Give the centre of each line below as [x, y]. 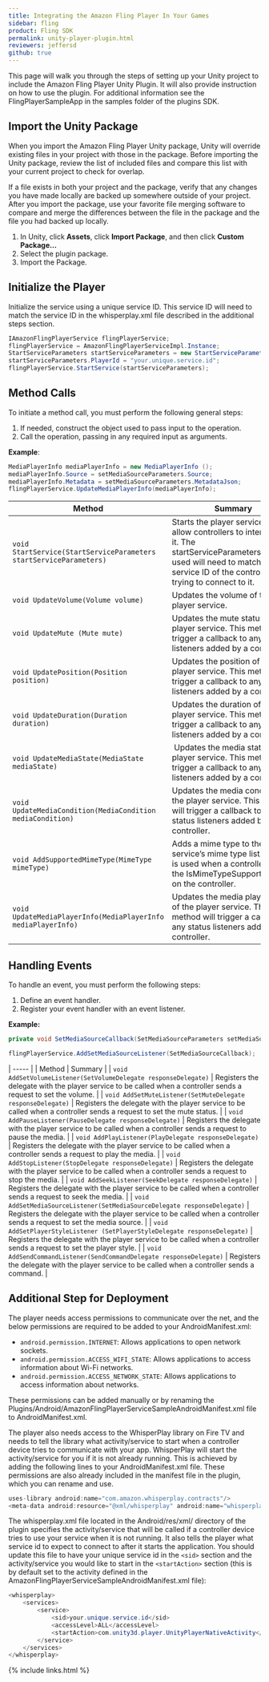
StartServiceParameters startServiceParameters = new [100, 354]
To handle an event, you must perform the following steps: [104, 985]
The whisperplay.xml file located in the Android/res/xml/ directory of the [127, 1521]
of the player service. [212, 907]
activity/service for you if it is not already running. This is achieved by [123, 1458]
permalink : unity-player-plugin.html [71, 38]
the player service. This [216, 801]
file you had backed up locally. [59, 220]
